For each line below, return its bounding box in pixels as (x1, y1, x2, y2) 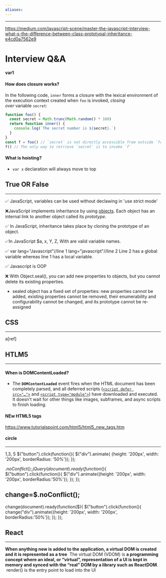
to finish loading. (12, 402, 47, 408)
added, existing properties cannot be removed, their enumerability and (12, 293, 157, 299)
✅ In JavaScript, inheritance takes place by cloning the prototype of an (5, 223, 150, 229)
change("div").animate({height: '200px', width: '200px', (5, 509, 118, 515)
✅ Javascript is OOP (5, 263, 47, 269)
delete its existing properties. (5, 279, 64, 285)
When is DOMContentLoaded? (5, 370, 69, 375)
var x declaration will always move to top (12, 166, 96, 172)
